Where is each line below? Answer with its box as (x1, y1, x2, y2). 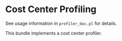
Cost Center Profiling (5, 4, 97, 15)
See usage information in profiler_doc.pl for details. (5, 20, 117, 26)
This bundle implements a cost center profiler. (5, 30, 102, 36)
